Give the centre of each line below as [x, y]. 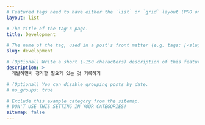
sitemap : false [26, 112]
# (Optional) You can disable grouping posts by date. [77, 84]
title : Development [31, 34]
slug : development [30, 51]
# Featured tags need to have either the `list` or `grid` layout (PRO [99, 12]
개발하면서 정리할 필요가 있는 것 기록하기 [56, 73]
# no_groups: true [30, 90]
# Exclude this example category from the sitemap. [73, 101]
